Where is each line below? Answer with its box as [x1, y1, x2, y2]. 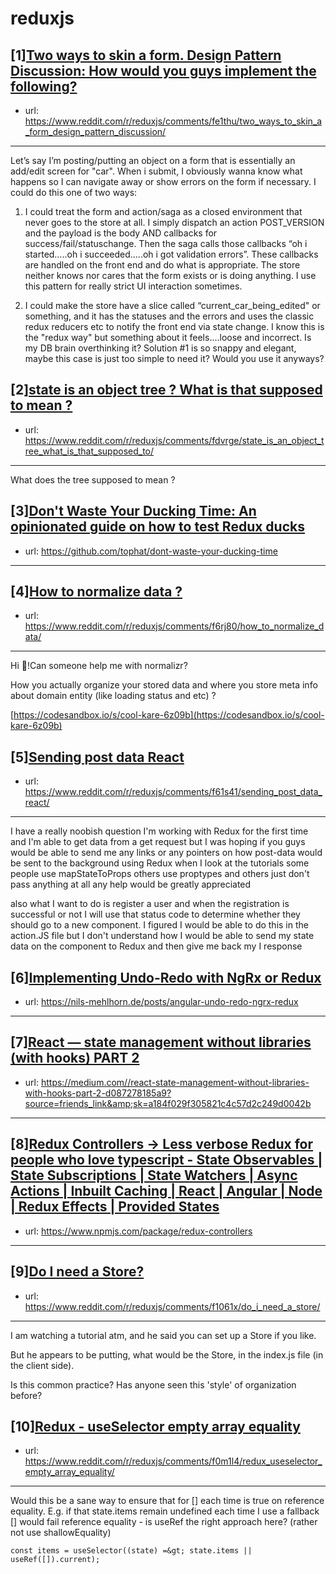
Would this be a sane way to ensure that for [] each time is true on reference [10, 1495, 325, 1507]
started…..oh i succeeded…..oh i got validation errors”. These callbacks [24, 248, 319, 260]
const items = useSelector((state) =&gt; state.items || [10, 1546, 253, 1556]
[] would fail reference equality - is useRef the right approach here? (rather [10, 1516, 318, 1528]
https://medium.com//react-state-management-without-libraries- [40, 1076, 310, 1088]
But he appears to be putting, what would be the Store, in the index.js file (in [10, 1348, 324, 1361]
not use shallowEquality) [10, 1527, 112, 1539]
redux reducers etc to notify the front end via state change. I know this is [24, 321, 325, 332]
